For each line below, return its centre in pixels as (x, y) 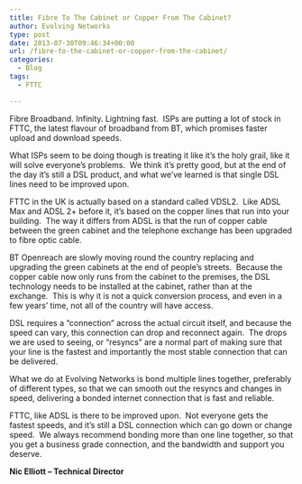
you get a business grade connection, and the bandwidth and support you (147, 444)
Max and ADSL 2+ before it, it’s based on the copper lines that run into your (150, 211)
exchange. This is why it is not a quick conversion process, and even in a (146, 295)
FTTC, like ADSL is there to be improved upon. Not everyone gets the (139, 415)
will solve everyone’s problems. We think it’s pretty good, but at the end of (148, 164)
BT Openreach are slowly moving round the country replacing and (132, 257)
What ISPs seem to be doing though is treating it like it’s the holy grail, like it (150, 155)
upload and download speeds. (65, 137)
